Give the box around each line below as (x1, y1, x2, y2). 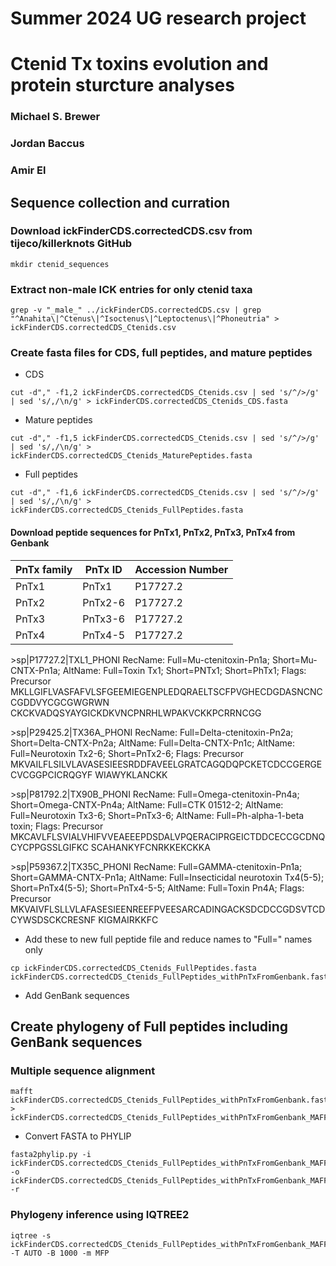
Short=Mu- (271, 653, 318, 666)
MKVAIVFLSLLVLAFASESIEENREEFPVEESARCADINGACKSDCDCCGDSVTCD (10, 903, 326, 915)
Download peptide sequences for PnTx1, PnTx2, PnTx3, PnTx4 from (10, 527, 296, 539)
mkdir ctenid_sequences (10, 259, 110, 269)
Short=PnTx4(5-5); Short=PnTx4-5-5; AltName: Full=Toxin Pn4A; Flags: (10, 882, 305, 894)
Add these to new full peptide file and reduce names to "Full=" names (24, 933, 313, 945)
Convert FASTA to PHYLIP (24, 1130, 132, 1142)
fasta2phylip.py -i (10, 1150, 92, 1160)
